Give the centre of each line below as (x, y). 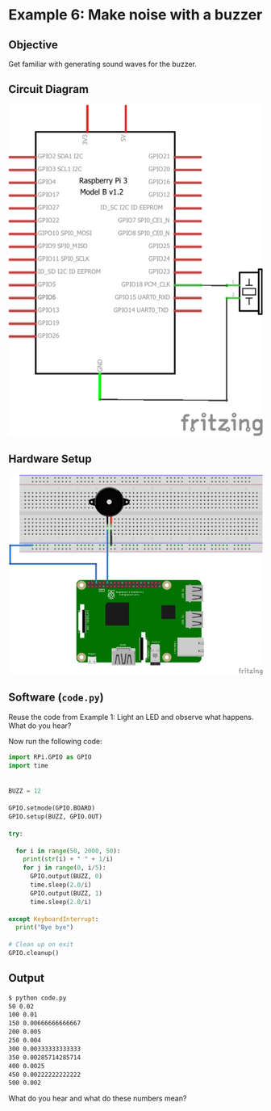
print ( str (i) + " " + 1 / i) (68, 859)
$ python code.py (38, 998)
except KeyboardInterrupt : (54, 919)
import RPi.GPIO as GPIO (50, 757)
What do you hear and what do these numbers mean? (98, 1098)
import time (28, 765)
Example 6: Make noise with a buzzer (135, 15)
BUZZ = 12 (25, 791)
